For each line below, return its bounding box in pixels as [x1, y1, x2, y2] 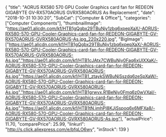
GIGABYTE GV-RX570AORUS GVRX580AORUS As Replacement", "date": [5, 9, 155, 15]
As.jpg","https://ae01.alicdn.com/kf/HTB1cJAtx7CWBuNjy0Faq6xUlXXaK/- [5, 57, 158, 63]
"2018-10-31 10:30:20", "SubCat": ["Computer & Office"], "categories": [5, 15, 151, 20]
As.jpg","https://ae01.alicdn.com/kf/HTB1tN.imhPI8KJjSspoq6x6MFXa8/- [5, 105, 155, 111]
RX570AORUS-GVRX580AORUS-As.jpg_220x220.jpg [5, 36, 115, 42]
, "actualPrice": [122, 116, 153, 121]
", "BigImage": [114, 36, 144, 42]
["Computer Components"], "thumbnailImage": [5, 20, 102, 26]
